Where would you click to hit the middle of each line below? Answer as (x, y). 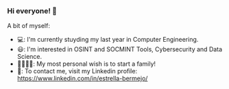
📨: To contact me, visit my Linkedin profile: (77, 71)
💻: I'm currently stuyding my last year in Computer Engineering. (108, 40)
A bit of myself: (28, 26)
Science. (29, 57)
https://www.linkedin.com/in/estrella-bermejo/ (82, 79)
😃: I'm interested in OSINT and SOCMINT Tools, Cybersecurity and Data (120, 49)
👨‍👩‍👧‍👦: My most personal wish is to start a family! (86, 64)
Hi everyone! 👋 (32, 11)
